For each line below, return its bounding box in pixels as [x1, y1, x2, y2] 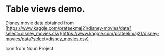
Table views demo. [5, 3, 85, 15]
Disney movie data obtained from [5, 20, 74, 26]
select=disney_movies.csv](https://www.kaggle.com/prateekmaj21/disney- [5, 30, 159, 36]
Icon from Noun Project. [5, 45, 55, 51]
